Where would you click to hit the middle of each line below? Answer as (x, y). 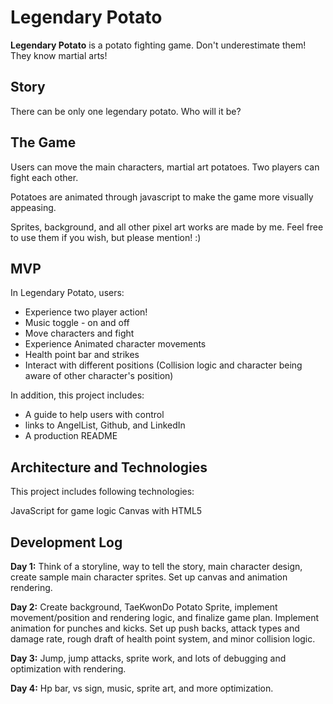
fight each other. (44, 177)
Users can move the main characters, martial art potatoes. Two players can (165, 167)
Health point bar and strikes (82, 355)
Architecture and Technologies (109, 467)
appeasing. (33, 207)
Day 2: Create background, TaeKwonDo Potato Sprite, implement (144, 607)
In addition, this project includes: (77, 395)
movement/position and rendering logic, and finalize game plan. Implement (165, 617)
